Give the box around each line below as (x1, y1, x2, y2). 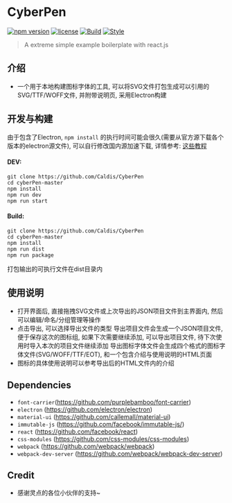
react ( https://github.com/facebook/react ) (17, 427, 139, 436)
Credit (7, 469, 35, 481)
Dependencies (7, 380, 71, 391)
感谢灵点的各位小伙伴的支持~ (17, 488, 101, 497)
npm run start (7, 197, 48, 205)
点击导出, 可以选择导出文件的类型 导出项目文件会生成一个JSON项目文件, (17, 324, 223, 332)
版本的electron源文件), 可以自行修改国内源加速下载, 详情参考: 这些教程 (7, 142, 208, 150)
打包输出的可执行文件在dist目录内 (7, 264, 102, 273)
